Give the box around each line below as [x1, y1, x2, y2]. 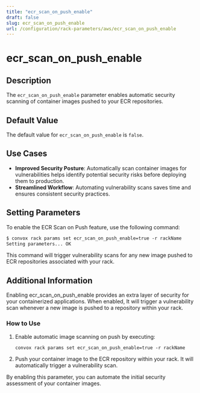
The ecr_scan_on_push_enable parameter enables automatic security [6, 91, 176, 99]
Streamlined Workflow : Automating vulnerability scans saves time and [14, 184, 192, 191]
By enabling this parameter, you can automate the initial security [6, 374, 166, 381]
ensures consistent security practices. [14, 190, 110, 197]
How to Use [6, 320, 41, 328]
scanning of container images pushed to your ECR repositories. [6, 97, 164, 105]
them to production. [14, 177, 64, 184]
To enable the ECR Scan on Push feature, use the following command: [6, 223, 180, 231]
